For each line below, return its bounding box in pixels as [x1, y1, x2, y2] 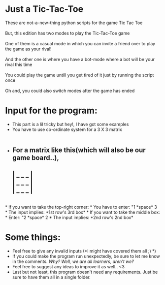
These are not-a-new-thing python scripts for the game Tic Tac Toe [5, 20, 143, 26]
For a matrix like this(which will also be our [12, 146, 146, 155]
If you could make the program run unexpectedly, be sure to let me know [12, 253, 160, 259]
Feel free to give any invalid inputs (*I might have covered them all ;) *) [12, 248, 156, 254]
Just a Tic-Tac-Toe [5, 3, 84, 15]
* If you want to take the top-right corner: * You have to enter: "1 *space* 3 [5, 204, 158, 210]
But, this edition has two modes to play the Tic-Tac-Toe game [5, 30, 130, 36]
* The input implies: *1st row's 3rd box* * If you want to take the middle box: [5, 209, 160, 215]
